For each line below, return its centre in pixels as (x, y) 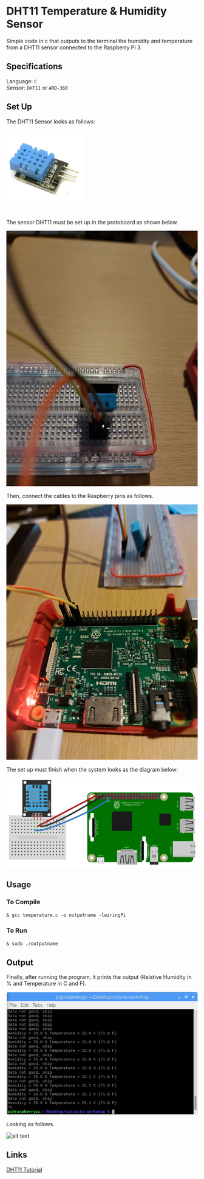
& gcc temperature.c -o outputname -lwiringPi (66, 915)
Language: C (22, 81)
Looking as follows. (30, 1124)
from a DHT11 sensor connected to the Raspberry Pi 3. (74, 47)
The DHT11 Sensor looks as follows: (51, 121)
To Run (17, 930)
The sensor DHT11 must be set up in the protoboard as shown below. (92, 222)
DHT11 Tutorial (24, 1169)
